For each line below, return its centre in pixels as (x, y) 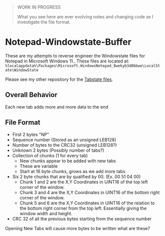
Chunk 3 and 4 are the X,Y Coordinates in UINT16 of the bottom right (90, 192)
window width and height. (46, 213)
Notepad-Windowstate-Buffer (68, 42)
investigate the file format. (44, 22)
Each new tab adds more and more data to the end (57, 107)
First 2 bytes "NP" (31, 134)
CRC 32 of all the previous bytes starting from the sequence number (82, 219)
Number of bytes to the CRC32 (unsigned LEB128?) (64, 145)
